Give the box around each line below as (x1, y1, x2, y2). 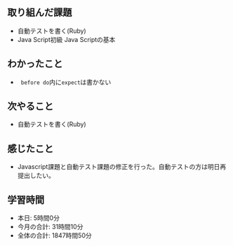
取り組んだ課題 (7, 6, 72, 19)
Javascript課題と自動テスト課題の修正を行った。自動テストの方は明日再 (17, 163, 227, 171)
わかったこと (7, 58, 63, 70)
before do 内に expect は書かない (20, 78, 112, 86)
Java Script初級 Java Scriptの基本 (17, 35, 116, 43)
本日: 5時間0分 (17, 214, 60, 222)
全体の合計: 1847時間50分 (17, 231, 93, 240)
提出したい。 (17, 171, 55, 180)
